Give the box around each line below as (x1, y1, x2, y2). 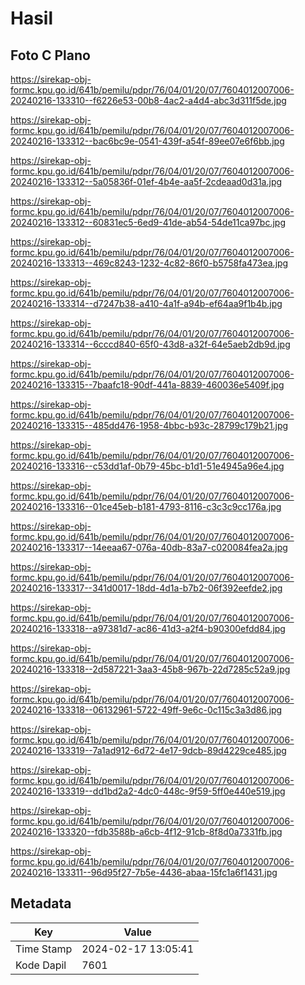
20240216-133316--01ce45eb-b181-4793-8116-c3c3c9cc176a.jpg (10, 501, 282, 512)
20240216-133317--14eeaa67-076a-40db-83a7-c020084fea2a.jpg (10, 542, 288, 553)
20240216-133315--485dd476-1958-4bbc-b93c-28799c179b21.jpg (10, 420, 289, 431)
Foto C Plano (10, 47, 91, 64)
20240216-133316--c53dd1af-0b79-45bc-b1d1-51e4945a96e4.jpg (10, 460, 285, 472)
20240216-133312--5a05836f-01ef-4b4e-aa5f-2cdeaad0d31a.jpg (10, 176, 283, 187)
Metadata (10, 895, 72, 912)
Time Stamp (15, 942, 73, 956)
